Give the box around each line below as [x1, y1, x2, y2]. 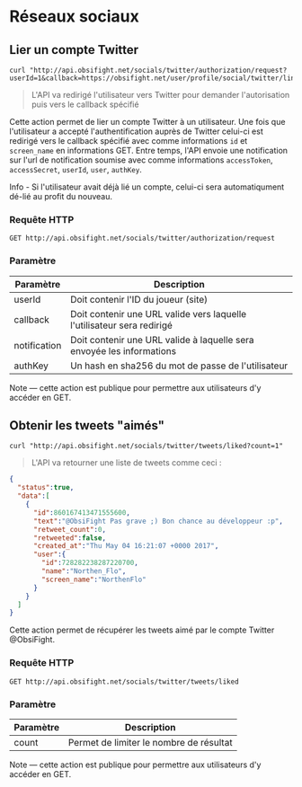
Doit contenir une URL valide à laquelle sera [70, 333, 254, 346]
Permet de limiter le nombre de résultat [67, 736, 233, 748]
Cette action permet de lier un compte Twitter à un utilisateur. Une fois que [9, 117, 286, 127]
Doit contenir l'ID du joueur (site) [70, 293, 209, 305]
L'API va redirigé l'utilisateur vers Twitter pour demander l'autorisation [31, 90, 290, 100]
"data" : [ [17, 491, 50, 500]
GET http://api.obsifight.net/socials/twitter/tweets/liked [9, 676, 240, 686]
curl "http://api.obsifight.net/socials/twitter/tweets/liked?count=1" [9, 442, 283, 451]
